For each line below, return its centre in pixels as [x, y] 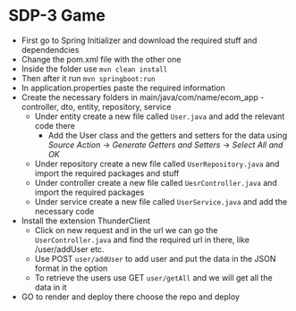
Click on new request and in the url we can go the [126, 230]
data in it [51, 287]
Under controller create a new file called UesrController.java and [156, 182]
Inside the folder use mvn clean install [94, 69]
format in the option [71, 268]
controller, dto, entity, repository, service [96, 106]
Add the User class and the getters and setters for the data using [168, 135]
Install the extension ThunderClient [86, 221]
